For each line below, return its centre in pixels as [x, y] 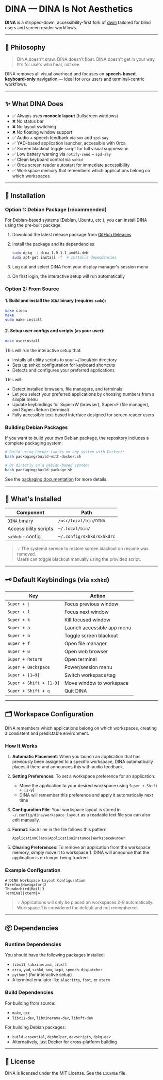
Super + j [19, 604]
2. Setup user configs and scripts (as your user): [55, 331]
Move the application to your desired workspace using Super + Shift [88, 786]
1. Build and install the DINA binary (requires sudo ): [56, 301]
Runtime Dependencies [33, 944]
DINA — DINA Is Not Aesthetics [69, 9]
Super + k [19, 620]
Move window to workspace [97, 683]
